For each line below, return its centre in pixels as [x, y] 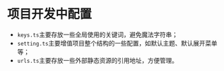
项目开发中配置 [50, 14]
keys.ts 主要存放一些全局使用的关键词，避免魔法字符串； [97, 34]
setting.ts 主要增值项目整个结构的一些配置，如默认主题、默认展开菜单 [117, 43]
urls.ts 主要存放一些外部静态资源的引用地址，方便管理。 [97, 60]
